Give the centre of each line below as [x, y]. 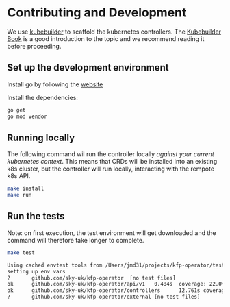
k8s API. [19, 176]
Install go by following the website [55, 84]
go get [16, 110]
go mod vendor [27, 116]
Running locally [41, 137]
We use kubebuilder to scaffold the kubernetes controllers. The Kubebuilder [114, 32]
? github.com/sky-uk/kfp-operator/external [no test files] [104, 297]
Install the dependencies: [43, 97]
